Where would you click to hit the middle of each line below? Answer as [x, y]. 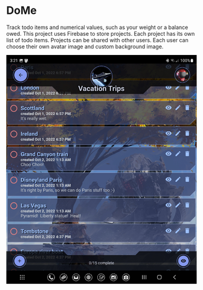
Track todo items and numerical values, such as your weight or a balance [97, 27]
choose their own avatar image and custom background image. [85, 47]
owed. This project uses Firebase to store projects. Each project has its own [101, 33]
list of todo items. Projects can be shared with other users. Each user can [97, 40]
